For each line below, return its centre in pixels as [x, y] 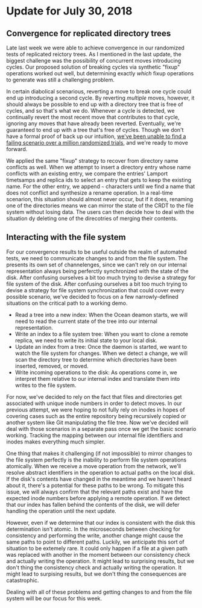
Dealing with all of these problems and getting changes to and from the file [99, 592]
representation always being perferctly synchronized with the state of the [97, 271]
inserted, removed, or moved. [52, 366]
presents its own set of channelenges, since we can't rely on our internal [96, 265]
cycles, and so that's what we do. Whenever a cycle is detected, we [90, 111]
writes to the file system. [46, 385]
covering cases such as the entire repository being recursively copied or [96, 416]
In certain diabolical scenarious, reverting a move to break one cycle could [99, 91]
